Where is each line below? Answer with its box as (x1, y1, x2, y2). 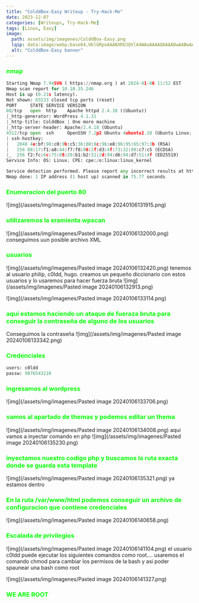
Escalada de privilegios (6, 532, 75, 540)
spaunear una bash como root (6, 564, 80, 571)
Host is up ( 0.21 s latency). (6, 91, 78, 97)
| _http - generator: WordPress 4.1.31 (6, 113, 97, 119)
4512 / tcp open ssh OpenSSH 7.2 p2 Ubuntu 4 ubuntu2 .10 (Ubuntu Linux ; (6, 130, 192, 136)
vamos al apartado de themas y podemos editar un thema (6, 413, 175, 421)
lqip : (11, 42, 25, 48)
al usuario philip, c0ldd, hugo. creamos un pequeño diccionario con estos (6, 271, 185, 278)
